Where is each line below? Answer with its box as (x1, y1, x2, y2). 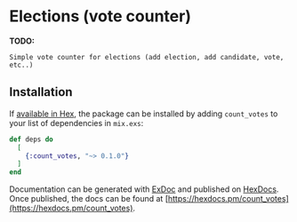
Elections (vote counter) (9, 6, 191, 27)
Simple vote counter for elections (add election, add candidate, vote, (9, 52, 285, 61)
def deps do (9, 135, 53, 144)
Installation (9, 84, 73, 99)
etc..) (9, 60, 34, 69)
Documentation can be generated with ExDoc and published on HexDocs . (9, 184, 279, 194)
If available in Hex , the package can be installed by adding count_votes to (9, 108, 278, 119)
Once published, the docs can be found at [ (9, 194, 169, 204)
